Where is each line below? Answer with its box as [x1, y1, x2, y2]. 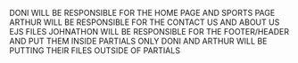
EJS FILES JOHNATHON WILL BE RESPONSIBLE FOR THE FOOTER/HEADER [9, 27, 290, 36]
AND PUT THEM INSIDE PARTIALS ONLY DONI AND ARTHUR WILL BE [9, 35, 268, 46]
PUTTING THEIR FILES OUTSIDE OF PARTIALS [9, 45, 181, 56]
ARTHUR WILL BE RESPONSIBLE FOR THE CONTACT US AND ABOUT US [9, 17, 280, 28]
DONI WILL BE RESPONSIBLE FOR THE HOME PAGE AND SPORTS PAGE [9, 8, 276, 18]
